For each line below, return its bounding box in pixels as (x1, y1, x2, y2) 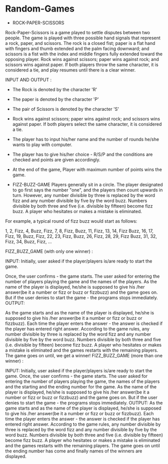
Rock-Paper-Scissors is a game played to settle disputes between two (5, 29, 150, 35)
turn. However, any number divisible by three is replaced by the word (12, 192, 155, 198)
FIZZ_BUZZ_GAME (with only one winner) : (5, 248, 93, 254)
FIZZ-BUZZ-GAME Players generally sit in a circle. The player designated (12, 181, 163, 187)
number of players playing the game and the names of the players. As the (5, 278, 157, 285)
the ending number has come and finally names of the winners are (5, 448, 142, 454)
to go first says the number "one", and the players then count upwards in (12, 187, 163, 193)
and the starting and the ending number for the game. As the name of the (5, 383, 157, 389)
